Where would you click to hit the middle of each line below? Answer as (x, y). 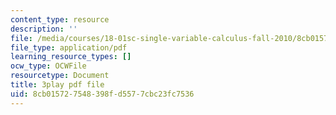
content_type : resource (60, 19)
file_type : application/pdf (69, 47)
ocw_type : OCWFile (48, 66)
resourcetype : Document (60, 76)
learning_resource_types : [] (71, 57)
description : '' (44, 29)
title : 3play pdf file (57, 85)
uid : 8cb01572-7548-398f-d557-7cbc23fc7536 (102, 94)
